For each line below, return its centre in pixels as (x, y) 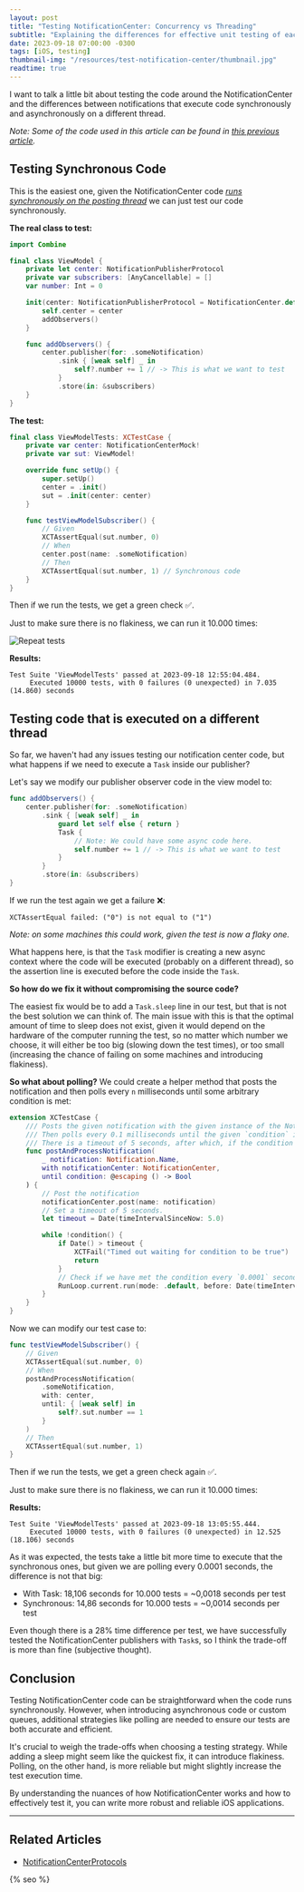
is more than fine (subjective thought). (81, 1650)
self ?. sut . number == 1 (100, 1412)
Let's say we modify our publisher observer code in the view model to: (141, 782)
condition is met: (40, 1101)
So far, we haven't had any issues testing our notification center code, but (147, 755)
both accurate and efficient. (61, 1730)
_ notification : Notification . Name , (111, 1160)
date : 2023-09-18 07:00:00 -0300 (72, 43)
